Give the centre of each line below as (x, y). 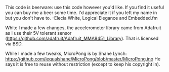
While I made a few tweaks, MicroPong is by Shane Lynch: (66, 53)
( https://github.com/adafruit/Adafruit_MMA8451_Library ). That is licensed (82, 38)
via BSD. (14, 44)
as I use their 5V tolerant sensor (38, 33)
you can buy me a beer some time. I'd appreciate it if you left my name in (81, 13)
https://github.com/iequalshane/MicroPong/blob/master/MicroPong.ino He (83, 59)
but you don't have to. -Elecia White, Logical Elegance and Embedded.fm (81, 18)
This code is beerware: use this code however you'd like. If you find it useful (85, 7)
